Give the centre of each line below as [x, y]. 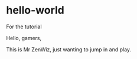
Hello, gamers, [24, 38]
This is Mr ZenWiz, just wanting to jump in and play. [69, 49]
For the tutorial [24, 27]
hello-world [35, 10]
